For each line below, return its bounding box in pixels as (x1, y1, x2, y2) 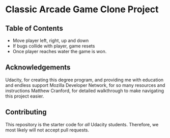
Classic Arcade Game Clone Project (5, 4, 159, 15)
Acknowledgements (5, 63, 71, 72)
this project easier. (5, 93, 44, 99)
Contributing (5, 108, 47, 117)
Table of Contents (5, 24, 64, 33)
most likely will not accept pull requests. (5, 127, 90, 133)
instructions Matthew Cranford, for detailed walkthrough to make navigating (5, 87, 164, 94)
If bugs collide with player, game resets (12, 43, 95, 49)
